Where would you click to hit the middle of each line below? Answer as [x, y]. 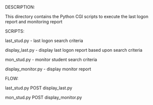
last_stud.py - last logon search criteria [44, 41]
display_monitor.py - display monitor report [48, 69]
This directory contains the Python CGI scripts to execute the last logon [77, 16]
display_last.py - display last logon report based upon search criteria [74, 50]
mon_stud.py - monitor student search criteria [51, 60]
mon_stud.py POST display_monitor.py [44, 97]
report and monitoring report [34, 22]
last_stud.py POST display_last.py [39, 88]
